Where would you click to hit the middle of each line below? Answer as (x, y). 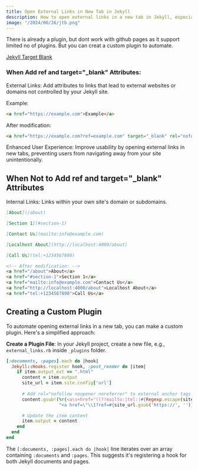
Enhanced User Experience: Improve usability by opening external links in (95, 147)
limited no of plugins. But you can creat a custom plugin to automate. (90, 46)
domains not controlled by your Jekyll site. (57, 92)
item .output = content (49, 421)
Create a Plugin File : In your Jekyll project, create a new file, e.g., (85, 344)
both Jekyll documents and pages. (48, 461)
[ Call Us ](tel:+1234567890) (41, 255)
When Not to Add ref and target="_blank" (84, 178)
